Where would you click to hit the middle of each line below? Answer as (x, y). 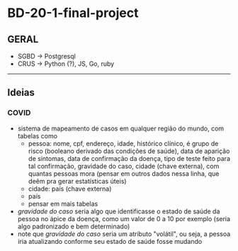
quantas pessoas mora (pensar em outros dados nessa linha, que (124, 173)
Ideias (21, 93)
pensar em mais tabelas (63, 203)
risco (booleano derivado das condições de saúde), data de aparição (129, 151)
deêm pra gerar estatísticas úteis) (77, 181)
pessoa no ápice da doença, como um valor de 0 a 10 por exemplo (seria (124, 218)
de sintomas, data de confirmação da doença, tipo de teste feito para (129, 158)
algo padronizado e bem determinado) (74, 226)
